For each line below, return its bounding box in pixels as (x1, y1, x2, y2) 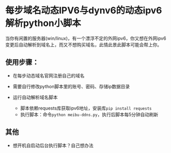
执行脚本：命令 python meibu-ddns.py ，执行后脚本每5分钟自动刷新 (20, 111, 159, 117)
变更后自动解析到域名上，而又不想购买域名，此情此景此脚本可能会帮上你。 (5, 41, 162, 47)
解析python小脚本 (5, 17, 81, 29)
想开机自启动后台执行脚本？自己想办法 (12, 142, 93, 148)
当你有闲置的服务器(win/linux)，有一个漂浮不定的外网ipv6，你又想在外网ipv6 (5, 35, 166, 41)
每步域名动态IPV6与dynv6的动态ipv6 (5, 5, 162, 16)
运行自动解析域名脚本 (12, 94, 58, 100)
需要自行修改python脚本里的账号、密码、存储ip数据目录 (12, 83, 130, 89)
